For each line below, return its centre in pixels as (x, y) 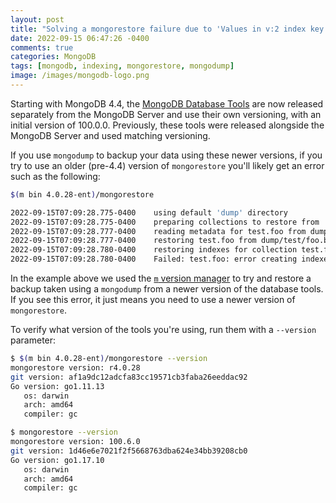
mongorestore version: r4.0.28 (75, 367)
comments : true (42, 47)
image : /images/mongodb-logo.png (80, 76)
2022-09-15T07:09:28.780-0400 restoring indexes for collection (154, 250)
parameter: (33, 340)
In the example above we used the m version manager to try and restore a (161, 278)
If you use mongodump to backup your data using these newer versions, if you (166, 155)
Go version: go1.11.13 (57, 386)
